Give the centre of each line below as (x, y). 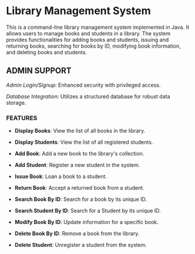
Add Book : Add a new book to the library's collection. (79, 154)
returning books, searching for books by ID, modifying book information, (93, 46)
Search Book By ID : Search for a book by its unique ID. (81, 199)
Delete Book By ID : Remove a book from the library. (77, 233)
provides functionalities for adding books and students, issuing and (88, 39)
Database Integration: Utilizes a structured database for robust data (88, 96)
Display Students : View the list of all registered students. (84, 142)
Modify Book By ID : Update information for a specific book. (86, 222)
